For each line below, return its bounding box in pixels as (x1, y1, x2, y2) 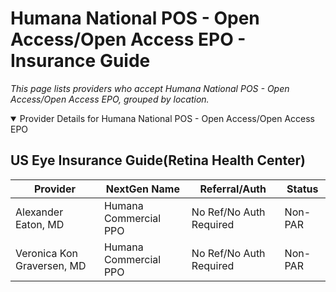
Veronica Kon (15, 246, 78, 260)
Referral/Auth (199, 182, 267, 196)
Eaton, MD (15, 217, 65, 231)
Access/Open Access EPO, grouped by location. (10, 93, 210, 105)
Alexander (15, 205, 64, 219)
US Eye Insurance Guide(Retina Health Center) (10, 152, 306, 169)
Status (286, 182, 319, 196)
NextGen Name (105, 182, 180, 196)
